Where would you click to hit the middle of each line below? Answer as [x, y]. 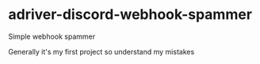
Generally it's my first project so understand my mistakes [101, 51]
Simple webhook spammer [52, 36]
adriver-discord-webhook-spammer [130, 15]
